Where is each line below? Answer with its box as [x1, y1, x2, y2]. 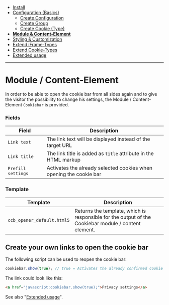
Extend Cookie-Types [12, 47, 58, 53]
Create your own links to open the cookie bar [5, 243, 149, 251]
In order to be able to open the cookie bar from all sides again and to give [5, 91, 157, 97]
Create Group [20, 20, 49, 26]
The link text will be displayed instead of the [46, 135, 150, 142]
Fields [5, 114, 21, 121]
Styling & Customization [12, 36, 62, 42]
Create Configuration [20, 15, 64, 21]
